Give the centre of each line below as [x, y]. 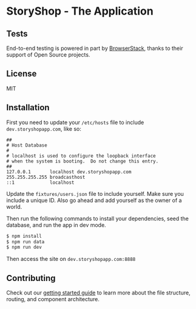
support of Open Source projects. [48, 55]
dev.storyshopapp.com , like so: [44, 128]
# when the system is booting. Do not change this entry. [83, 161]
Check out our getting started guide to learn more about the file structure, [98, 293]
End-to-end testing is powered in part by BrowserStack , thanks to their [95, 48]
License [22, 74]
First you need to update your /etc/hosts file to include [75, 122]
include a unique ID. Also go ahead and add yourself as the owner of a [94, 200]
